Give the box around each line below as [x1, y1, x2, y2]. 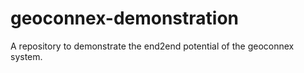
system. [10, 50, 43, 62]
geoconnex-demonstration [10, 7, 240, 30]
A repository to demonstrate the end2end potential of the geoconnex [10, 40, 295, 52]
